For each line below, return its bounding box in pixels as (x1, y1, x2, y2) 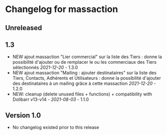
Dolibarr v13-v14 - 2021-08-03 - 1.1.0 (12, 96, 89, 102)
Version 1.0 (5, 111, 41, 119)
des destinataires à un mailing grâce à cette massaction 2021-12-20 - (12, 80, 156, 86)
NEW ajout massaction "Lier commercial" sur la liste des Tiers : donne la (12, 54, 162, 60)
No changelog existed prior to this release (12, 124, 99, 130)
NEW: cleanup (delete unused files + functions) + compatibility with (12, 91, 152, 97)
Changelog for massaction (5, 4, 118, 15)
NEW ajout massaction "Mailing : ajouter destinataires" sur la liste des (12, 70, 157, 76)
